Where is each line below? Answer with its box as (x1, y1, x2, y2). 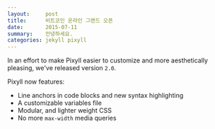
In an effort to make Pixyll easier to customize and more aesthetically (7, 56, 209, 64)
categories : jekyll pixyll (7, 37, 87, 44)
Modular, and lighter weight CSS (17, 106, 112, 115)
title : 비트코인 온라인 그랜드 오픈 (7, 17, 113, 24)
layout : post (7, 10, 59, 18)
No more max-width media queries (17, 114, 117, 123)
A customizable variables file (17, 99, 103, 107)
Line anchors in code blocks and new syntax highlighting (17, 91, 184, 100)
